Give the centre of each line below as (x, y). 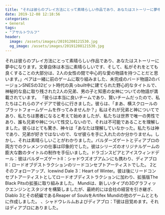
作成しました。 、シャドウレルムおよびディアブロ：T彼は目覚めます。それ (84, 201)
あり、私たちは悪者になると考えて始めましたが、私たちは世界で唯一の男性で (82, 116)
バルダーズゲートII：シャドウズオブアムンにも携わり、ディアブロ (92, 158)
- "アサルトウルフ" (22, 32)
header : (13, 37)
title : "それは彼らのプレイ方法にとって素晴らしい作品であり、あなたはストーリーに (79, 10)
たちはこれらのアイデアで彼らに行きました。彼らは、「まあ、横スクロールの (82, 103)
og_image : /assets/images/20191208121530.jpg (57, 46)
